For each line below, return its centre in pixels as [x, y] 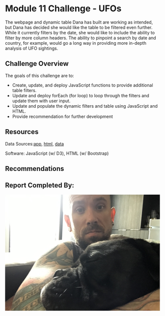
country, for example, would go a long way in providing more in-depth [76, 43]
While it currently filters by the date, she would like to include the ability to [80, 32]
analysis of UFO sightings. [32, 48]
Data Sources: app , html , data [35, 144]
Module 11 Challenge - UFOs [63, 9]
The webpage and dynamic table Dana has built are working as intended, [79, 22]
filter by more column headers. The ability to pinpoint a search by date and [81, 38]
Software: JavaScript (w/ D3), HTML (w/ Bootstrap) [57, 153]
